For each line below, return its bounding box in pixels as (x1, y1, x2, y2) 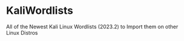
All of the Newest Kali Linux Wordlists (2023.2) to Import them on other (6, 23, 179, 30)
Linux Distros (6, 29, 38, 36)
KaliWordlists (6, 4, 74, 17)
